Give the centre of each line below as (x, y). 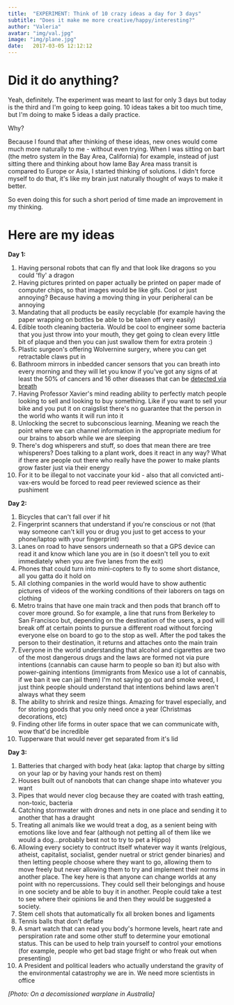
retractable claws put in (52, 357)
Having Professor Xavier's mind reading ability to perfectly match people (122, 394)
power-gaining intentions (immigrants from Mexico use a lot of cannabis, (122, 672)
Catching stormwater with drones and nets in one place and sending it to (122, 810)
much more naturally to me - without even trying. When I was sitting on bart (116, 149)
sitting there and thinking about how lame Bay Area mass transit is (103, 164)
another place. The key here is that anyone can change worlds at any (117, 877)
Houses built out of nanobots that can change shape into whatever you (120, 780)
